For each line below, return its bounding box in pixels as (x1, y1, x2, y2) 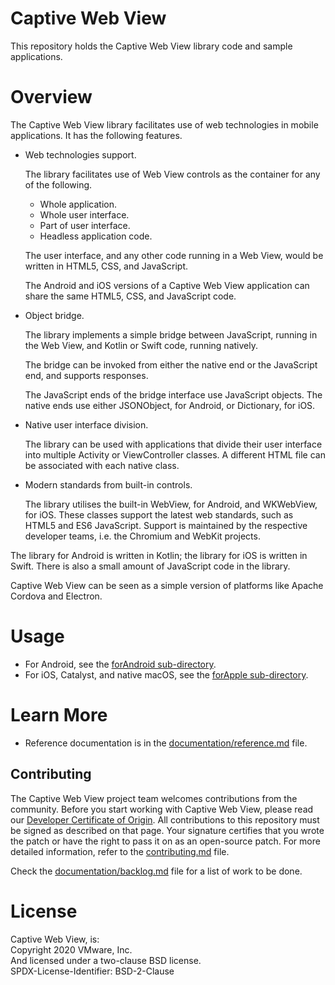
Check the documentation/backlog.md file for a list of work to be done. (10, 865, 303, 877)
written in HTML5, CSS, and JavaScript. (24, 260, 189, 272)
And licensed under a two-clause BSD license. (10, 954, 202, 966)
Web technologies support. (24, 148, 137, 161)
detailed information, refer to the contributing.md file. (10, 845, 230, 857)
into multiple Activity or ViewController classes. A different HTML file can (24, 448, 326, 461)
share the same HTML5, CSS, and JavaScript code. (24, 290, 237, 302)
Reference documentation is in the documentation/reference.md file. (24, 737, 308, 749)
